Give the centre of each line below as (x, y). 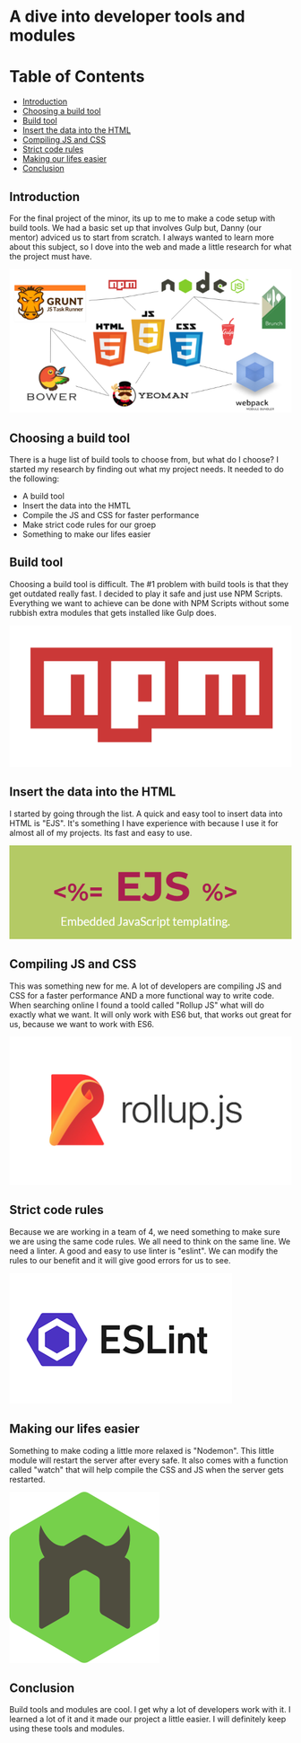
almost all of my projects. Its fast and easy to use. (101, 832)
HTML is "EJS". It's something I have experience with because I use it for (144, 823)
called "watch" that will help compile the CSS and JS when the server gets (147, 1469)
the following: (34, 479)
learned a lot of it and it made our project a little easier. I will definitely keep (148, 1719)
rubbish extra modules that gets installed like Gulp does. (113, 612)
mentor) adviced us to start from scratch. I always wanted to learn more (142, 237)
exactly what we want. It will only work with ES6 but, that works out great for (150, 1014)
